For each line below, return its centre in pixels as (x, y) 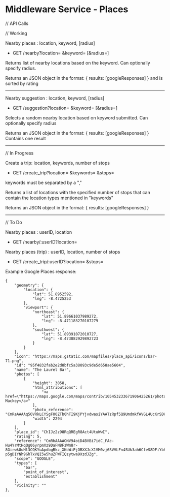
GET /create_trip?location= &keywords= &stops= (63, 173)
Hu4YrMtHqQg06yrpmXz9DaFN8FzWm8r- (42, 445)
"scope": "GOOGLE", (35, 458)
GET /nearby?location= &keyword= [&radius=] (61, 53)
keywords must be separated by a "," (44, 182)
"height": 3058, (49, 383)
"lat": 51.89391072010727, (70, 334)
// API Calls (17, 23)
